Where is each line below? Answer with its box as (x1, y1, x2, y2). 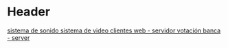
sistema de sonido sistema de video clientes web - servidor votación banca (7, 26, 221, 34)
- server (7, 33, 30, 41)
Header (7, 4, 50, 20)
